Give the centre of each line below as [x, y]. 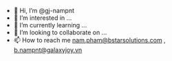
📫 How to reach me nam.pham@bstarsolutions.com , [90, 40]
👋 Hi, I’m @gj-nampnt [44, 11]
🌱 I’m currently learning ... [50, 25]
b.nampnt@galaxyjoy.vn [48, 50]
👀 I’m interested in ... [43, 18]
